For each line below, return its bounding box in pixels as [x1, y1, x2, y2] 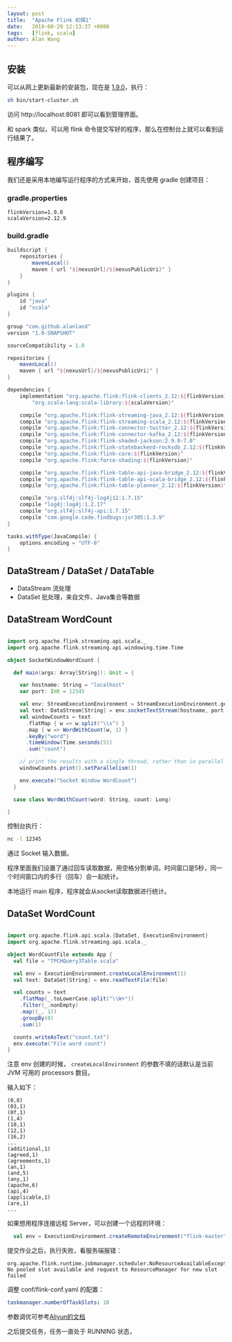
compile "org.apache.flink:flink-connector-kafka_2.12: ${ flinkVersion [19, 431, 227, 438]
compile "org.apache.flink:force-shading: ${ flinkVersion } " [19, 456, 193, 464]
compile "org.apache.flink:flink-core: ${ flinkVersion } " [19, 450, 184, 457]
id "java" [19, 298, 48, 305]
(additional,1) [7, 1145, 51, 1153]
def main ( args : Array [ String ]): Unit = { [13, 669, 135, 676]
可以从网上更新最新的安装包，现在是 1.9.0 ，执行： [7, 82, 150, 91]
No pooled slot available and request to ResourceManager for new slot [7, 1267, 217, 1273]
